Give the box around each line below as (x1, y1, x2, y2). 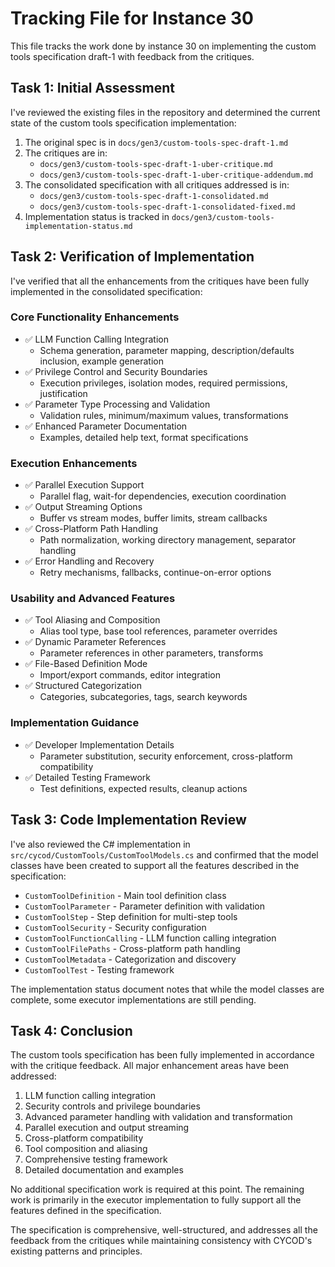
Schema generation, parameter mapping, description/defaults (39, 344, 295, 356)
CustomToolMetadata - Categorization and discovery (24, 953, 237, 965)
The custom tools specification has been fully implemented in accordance (10, 1049, 315, 1061)
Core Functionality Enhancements (10, 310, 180, 324)
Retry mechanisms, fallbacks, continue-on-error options (39, 567, 272, 579)
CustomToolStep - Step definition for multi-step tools (24, 910, 238, 922)
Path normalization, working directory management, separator (39, 534, 297, 546)
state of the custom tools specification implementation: (10, 117, 237, 129)
